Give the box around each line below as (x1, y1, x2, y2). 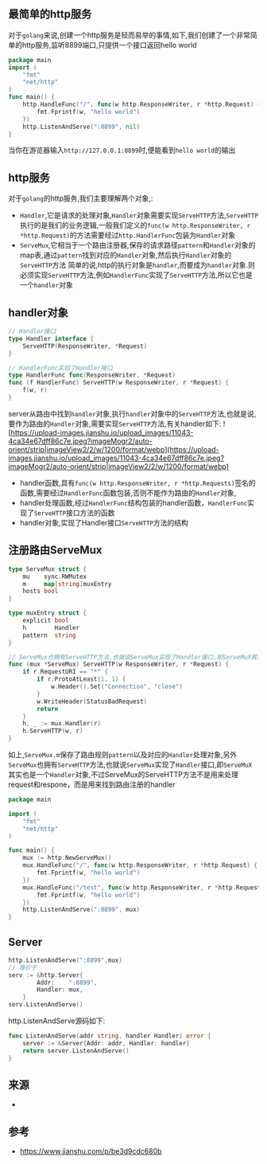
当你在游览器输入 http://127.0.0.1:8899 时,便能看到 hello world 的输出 (8, 146, 236, 155)
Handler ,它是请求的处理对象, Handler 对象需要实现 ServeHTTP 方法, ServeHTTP (19, 210, 259, 221)
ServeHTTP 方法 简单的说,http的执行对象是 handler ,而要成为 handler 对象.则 (19, 260, 256, 270)
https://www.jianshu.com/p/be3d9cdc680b (19, 1146, 162, 1156)
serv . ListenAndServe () (8, 1001, 83, 1009)
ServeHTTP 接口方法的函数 (33, 508, 115, 518)
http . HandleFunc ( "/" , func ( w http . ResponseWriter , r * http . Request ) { (22, 100, 261, 109)
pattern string (22, 631, 77, 639)
